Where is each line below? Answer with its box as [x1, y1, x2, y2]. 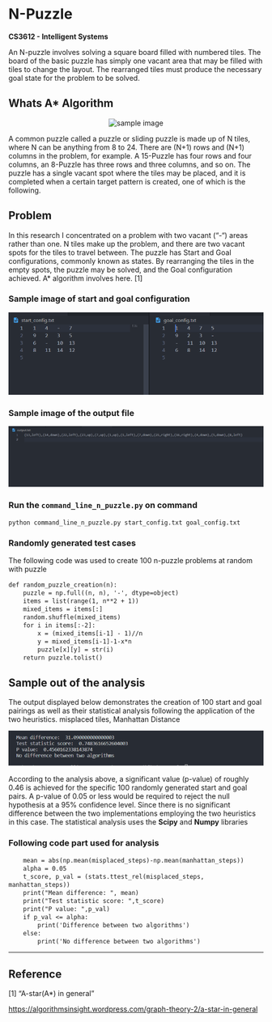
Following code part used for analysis [8, 837, 159, 848]
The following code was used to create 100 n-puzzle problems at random [8, 556, 253, 566]
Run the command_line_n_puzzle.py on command [8, 499, 198, 511]
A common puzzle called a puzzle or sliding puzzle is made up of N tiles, [8, 134, 251, 143]
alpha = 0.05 [23, 865, 67, 873]
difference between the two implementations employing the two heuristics [8, 808, 257, 818]
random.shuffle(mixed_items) [23, 613, 121, 621]
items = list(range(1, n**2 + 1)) [23, 597, 139, 605]
